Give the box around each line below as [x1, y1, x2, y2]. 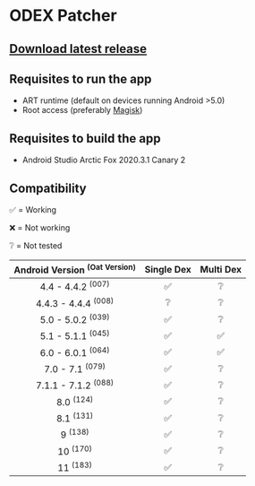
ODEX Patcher [9, 5, 118, 26]
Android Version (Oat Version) [13, 262, 136, 276]
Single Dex [144, 263, 192, 275]
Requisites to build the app [9, 131, 161, 146]
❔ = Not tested [9, 240, 63, 251]
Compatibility [9, 180, 87, 195]
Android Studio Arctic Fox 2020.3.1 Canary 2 [21, 154, 186, 166]
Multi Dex [200, 263, 242, 275]
